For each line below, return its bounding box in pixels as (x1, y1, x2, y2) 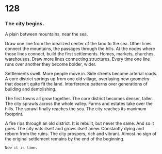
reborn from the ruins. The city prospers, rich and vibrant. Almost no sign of (5, 131, 157, 137)
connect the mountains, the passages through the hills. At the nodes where (5, 46, 155, 51)
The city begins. (5, 20, 45, 27)
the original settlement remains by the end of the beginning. (5, 136, 125, 142)
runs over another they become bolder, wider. (5, 61, 97, 67)
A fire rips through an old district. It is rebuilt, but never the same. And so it (5, 120, 154, 126)
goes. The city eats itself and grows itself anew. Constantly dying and (5, 126, 144, 132)
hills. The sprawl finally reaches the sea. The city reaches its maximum (5, 106, 146, 112)
